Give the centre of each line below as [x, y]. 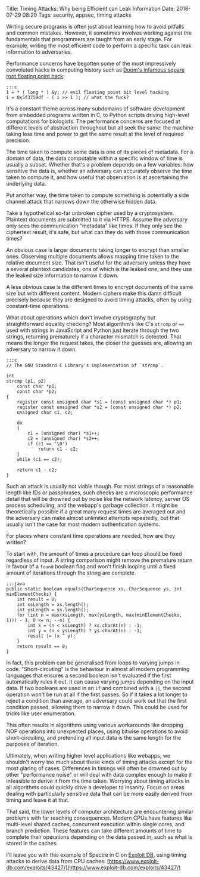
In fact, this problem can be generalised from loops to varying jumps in [93, 663]
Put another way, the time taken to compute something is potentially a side [98, 195]
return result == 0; [42, 647]
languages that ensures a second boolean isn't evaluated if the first [89, 675]
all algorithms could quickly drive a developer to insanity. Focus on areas [95, 787]
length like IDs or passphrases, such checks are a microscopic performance [99, 493]
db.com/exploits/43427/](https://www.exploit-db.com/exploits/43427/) [93, 867]
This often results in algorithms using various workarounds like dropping [95, 725]
